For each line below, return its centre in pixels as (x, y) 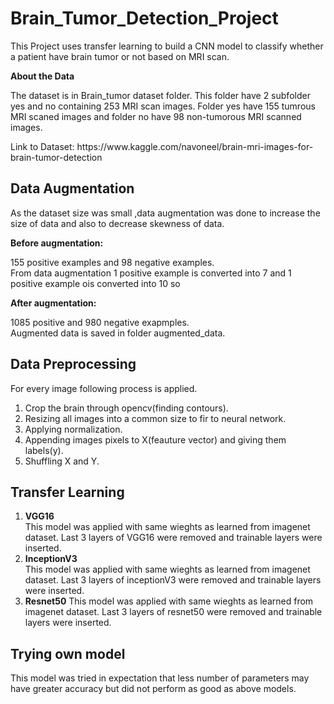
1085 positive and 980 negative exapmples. (100, 322)
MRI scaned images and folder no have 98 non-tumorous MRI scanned (156, 116)
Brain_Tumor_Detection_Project (144, 18)
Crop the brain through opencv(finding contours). (126, 408)
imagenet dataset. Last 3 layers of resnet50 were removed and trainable (173, 612)
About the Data (42, 76)
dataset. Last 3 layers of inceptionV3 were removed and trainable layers (173, 580)
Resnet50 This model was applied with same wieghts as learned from (169, 601)
